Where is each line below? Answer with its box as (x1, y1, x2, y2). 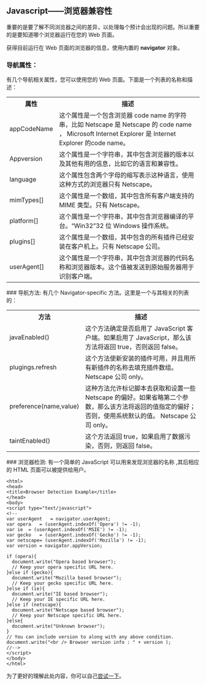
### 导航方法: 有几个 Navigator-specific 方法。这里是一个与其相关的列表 (6, 289, 189, 296)
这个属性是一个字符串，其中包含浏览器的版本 (59, 150, 188, 159)
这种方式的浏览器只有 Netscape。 (59, 180, 156, 189)
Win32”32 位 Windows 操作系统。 (74, 221, 173, 230)
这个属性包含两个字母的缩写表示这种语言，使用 (59, 171, 194, 180)
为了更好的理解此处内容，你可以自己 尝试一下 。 (6, 672, 124, 679)
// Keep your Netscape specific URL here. (12, 613, 122, 619)
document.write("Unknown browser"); (12, 623, 105, 630)
